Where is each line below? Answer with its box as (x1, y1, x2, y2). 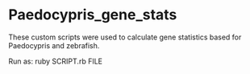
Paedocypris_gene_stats (8, 6, 177, 24)
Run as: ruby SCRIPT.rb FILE (8, 56, 103, 66)
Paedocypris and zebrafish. (8, 40, 100, 50)
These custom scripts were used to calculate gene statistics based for (8, 32, 242, 42)
